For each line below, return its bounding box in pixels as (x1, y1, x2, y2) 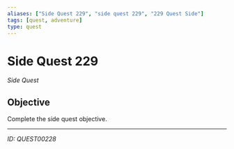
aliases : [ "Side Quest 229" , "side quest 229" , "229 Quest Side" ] (7, 10, 204, 17)
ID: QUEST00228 (7, 135, 57, 143)
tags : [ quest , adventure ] (7, 17, 82, 24)
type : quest (7, 23, 42, 30)
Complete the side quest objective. (7, 115, 108, 123)
